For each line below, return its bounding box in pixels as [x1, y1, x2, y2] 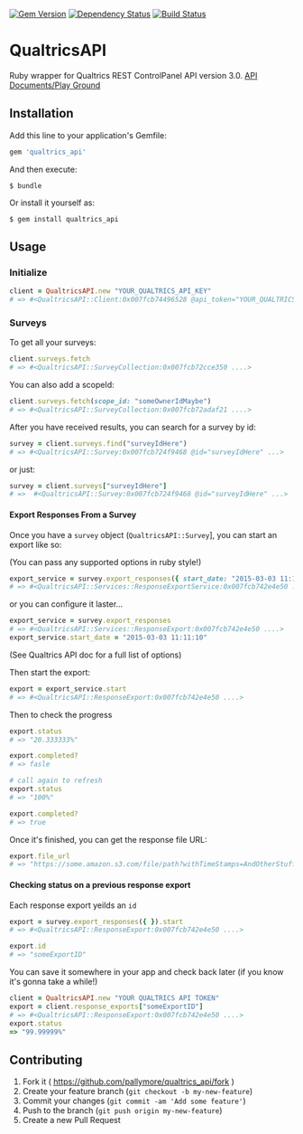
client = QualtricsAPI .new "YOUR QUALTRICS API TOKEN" [9, 994, 220, 1003]
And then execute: [9, 164, 78, 175]
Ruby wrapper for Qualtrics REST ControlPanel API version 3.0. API [9, 70, 258, 80]
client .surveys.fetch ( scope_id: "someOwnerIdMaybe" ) [9, 397, 212, 406]
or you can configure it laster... [9, 599, 124, 610]
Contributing [9, 1052, 83, 1067]
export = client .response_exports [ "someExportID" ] [9, 1002, 204, 1011]
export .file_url [9, 851, 70, 861]
